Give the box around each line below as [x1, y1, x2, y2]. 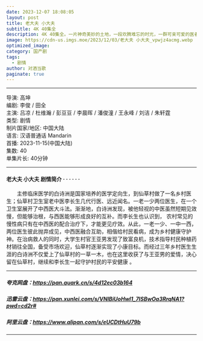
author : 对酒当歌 [6, 65, 47, 72]
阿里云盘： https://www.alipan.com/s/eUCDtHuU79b [6, 318, 141, 325]
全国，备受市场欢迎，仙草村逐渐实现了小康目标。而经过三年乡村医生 [22, 243, 192, 251]
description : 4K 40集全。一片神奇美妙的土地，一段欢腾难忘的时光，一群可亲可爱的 [6, 32, 190, 38]
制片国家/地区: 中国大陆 [6, 124, 65, 132]
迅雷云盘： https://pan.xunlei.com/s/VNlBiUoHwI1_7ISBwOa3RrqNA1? [6, 295, 185, 303]
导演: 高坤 [6, 94, 31, 101]
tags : [6, 54, 20, 60]
